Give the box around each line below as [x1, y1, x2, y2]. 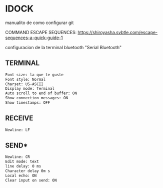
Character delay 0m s [5, 168, 50, 173]
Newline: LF [5, 127, 30, 132]
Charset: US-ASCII [5, 81, 43, 87]
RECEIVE [5, 114, 33, 123]
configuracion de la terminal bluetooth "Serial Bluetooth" [5, 44, 121, 50]
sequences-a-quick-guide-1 [5, 35, 63, 41]
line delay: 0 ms [5, 164, 41, 169]
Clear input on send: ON [5, 177, 57, 183]
